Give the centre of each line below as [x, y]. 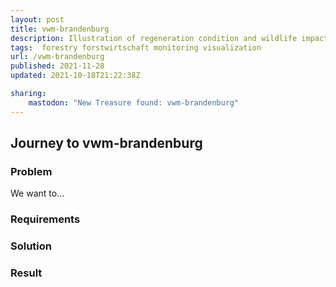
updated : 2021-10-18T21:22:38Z [75, 76]
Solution [31, 246]
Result [26, 273]
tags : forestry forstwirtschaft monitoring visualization [136, 47]
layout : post [37, 19]
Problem [31, 171]
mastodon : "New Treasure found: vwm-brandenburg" [134, 102]
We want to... [37, 193]
